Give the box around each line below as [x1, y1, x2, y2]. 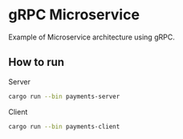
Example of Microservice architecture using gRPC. [8, 32, 175, 42]
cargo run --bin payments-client [8, 122, 120, 130]
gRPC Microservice [8, 6, 140, 24]
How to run [8, 55, 65, 69]
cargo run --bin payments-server [8, 92, 120, 100]
